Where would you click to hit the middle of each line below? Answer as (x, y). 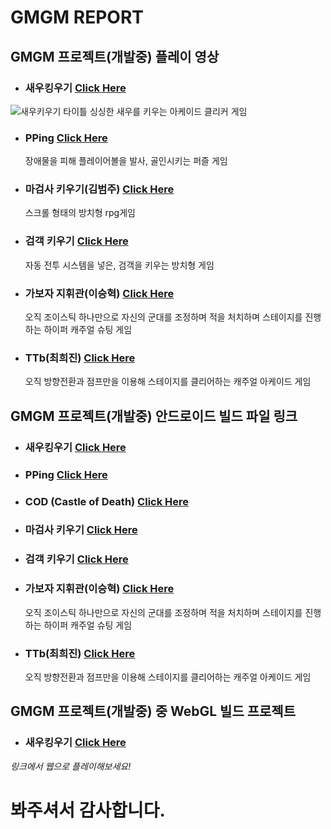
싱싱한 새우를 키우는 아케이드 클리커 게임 (168, 111)
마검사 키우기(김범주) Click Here (99, 189)
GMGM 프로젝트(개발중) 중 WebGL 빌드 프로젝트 (153, 711)
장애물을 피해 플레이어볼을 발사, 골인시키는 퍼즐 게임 (126, 161)
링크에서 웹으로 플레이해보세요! (71, 766)
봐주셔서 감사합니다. (88, 810)
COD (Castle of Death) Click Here (107, 501)
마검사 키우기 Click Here (81, 530)
